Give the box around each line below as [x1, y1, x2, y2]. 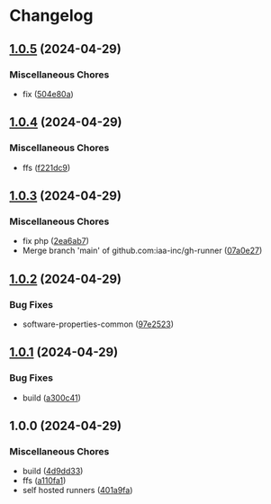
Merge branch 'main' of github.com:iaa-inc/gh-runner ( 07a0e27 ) [22, 245, 263, 256]
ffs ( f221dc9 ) [22, 162, 71, 173]
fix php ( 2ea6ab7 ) [22, 236, 90, 247]
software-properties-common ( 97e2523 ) [22, 319, 174, 329]
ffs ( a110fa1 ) [22, 475, 67, 486]
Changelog [9, 5, 94, 26]
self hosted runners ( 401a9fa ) [22, 485, 133, 496]
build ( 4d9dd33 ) [22, 465, 84, 477]
